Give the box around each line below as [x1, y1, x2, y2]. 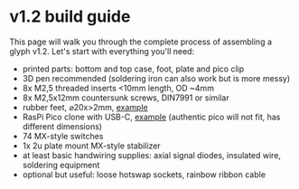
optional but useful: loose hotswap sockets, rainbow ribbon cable [22, 169, 266, 180]
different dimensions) [22, 120, 102, 132]
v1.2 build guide [9, 6, 131, 27]
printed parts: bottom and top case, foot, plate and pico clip [22, 63, 245, 74]
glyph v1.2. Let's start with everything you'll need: [9, 45, 195, 56]
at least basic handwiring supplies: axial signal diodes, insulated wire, [22, 149, 282, 160]
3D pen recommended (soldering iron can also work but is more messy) [22, 72, 291, 83]
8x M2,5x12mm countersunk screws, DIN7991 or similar [22, 92, 229, 103]
